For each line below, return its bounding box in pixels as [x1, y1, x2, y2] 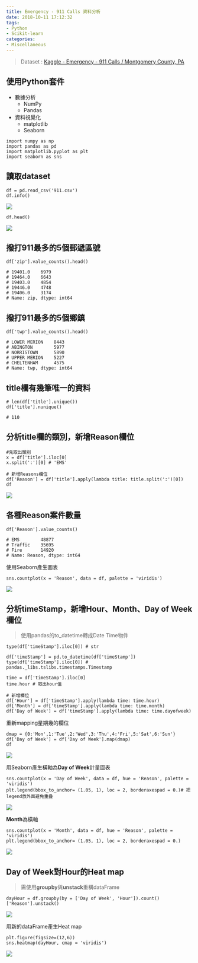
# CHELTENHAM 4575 [6, 360, 65, 366]
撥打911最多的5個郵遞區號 [6, 243, 100, 253]
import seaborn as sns [6, 154, 62, 160]
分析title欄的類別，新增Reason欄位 [6, 432, 135, 442]
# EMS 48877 [6, 536, 54, 543]
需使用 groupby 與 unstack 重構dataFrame [20, 883, 120, 891]
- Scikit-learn [6, 31, 44, 37]
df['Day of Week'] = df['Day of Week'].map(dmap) [6, 736, 131, 742]
